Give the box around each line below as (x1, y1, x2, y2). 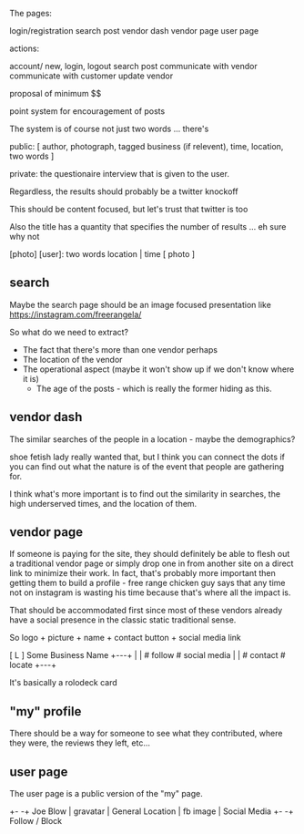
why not (9, 232, 40, 242)
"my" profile (9, 704, 82, 719)
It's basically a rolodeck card (9, 677, 118, 688)
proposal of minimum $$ (9, 88, 102, 98)
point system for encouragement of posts (9, 106, 166, 117)
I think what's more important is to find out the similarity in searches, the (9, 488, 280, 499)
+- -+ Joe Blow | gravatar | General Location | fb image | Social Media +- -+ (9, 806, 294, 817)
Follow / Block (9, 816, 63, 827)
